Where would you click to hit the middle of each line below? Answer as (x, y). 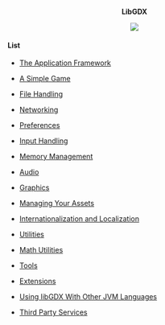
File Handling (41, 94)
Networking (39, 110)
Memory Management (56, 157)
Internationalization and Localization (79, 219)
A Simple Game (45, 79)
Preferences (39, 125)
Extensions (37, 282)
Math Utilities (41, 250)
